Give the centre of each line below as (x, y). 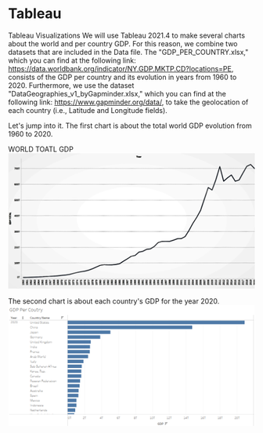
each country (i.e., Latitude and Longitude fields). (88, 110)
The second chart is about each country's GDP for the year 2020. (114, 301)
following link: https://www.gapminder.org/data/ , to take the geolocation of (128, 102)
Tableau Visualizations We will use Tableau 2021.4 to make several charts (126, 35)
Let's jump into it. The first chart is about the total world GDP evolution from (130, 126)
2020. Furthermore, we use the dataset (71, 85)
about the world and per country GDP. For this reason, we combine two (123, 43)
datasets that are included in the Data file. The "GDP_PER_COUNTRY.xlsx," (128, 52)
